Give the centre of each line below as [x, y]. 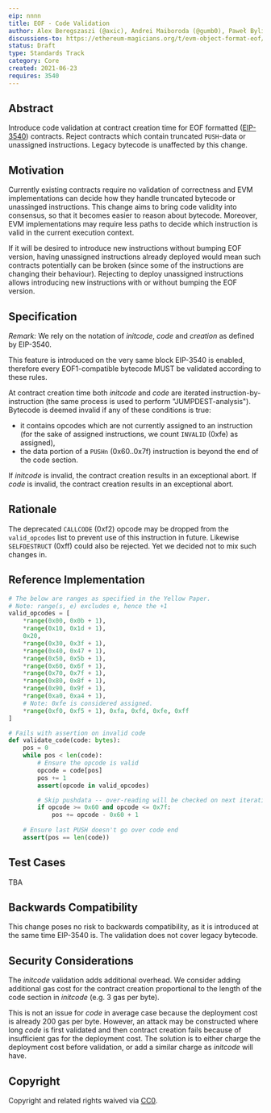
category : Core [34, 61]
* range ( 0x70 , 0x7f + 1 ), [65, 673]
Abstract [31, 108]
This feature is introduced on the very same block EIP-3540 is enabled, [127, 361]
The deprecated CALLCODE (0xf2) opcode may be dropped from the [119, 528]
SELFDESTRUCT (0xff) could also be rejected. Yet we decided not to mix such [132, 546]
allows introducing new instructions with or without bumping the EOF [123, 282]
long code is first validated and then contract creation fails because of [125, 1030]
